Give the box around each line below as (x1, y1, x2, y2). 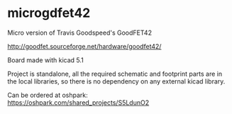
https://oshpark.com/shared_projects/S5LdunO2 (7, 98, 150, 107)
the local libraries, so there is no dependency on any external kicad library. (7, 76, 226, 86)
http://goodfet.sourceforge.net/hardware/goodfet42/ (7, 42, 162, 50)
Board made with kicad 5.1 (7, 55, 84, 64)
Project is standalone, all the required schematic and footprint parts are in (7, 69, 222, 78)
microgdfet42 (7, 5, 91, 21)
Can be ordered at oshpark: (7, 91, 89, 99)
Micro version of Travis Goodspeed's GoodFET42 (7, 28, 153, 37)
